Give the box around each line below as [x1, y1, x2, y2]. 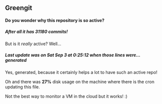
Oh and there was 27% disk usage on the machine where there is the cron [5, 79, 155, 85]
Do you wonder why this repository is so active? [5, 17, 105, 23]
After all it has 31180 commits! [5, 29, 68, 35]
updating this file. [5, 84, 40, 89]
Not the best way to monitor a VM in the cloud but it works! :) [5, 93, 128, 99]
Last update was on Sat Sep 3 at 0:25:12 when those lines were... [5, 52, 141, 58]
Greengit [5, 4, 33, 12]
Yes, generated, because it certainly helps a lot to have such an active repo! [5, 69, 158, 75]
